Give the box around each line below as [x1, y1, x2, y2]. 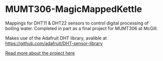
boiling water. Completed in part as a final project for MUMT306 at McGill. [5, 25, 158, 31]
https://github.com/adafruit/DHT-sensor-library [5, 40, 103, 46]
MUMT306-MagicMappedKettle [5, 3, 142, 15]
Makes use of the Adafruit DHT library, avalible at [5, 35, 107, 41]
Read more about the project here [5, 50, 75, 56]
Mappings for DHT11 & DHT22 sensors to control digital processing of [5, 20, 149, 26]
